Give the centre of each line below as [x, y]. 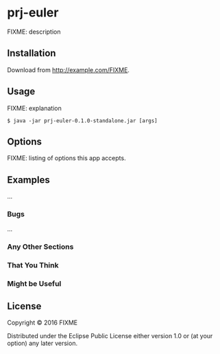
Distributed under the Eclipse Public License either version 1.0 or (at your [110, 336]
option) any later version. [42, 343]
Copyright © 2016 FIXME [42, 323]
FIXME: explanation [34, 108]
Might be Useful [34, 284]
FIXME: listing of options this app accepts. [66, 158]
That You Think [33, 265]
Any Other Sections [40, 247]
